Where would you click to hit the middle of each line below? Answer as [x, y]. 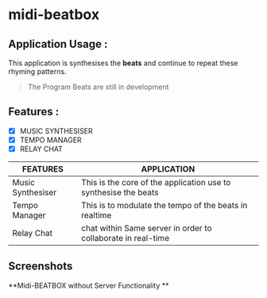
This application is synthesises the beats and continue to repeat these [123, 63]
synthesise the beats [120, 192]
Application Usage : [58, 44]
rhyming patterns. [37, 72]
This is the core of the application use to [156, 182]
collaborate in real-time [125, 238]
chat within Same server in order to [146, 228]
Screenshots [41, 267]
